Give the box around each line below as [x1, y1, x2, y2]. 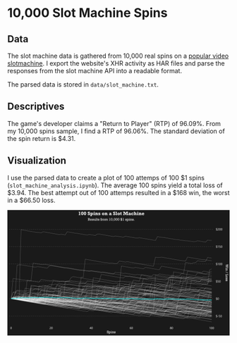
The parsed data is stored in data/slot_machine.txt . [7, 80, 159, 89]
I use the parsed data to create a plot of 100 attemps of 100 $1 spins [7, 173, 205, 182]
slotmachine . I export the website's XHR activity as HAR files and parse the [7, 59, 226, 68]
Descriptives [7, 101, 65, 113]
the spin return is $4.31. [7, 134, 76, 142]
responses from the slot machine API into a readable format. [7, 67, 182, 75]
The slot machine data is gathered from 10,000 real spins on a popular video [7, 51, 229, 60]
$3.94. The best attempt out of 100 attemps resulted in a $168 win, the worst [7, 188, 230, 197]
